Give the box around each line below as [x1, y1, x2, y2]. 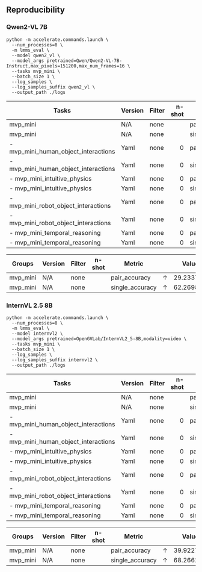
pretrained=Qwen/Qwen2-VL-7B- [46, 57, 122, 64]
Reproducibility [6, 5, 65, 15]
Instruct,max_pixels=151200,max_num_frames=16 [6, 63, 125, 69]
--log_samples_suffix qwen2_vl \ [11, 84, 96, 90]
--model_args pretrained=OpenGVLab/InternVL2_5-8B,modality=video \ [11, 335, 187, 342]
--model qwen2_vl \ [11, 52, 61, 58]
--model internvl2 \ [11, 331, 63, 337]
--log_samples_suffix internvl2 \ [11, 356, 98, 363]
